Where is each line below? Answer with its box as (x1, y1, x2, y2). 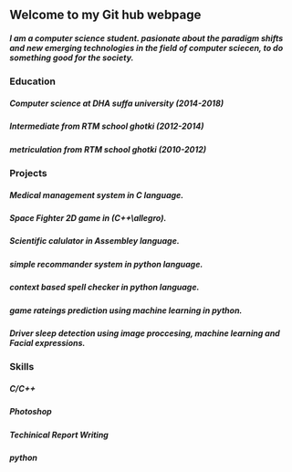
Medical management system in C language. (9, 189, 184, 200)
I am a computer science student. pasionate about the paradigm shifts (9, 32, 284, 44)
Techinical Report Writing (9, 429, 109, 440)
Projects (9, 167, 47, 180)
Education (9, 75, 57, 88)
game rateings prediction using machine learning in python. (9, 305, 243, 316)
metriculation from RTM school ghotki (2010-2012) (9, 143, 207, 154)
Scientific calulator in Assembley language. (9, 236, 180, 246)
